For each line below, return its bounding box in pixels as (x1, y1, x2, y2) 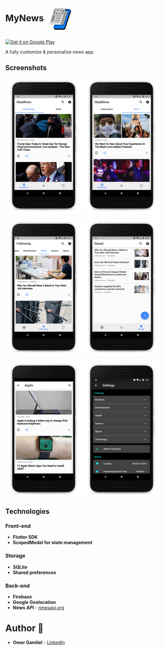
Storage (5, 552, 26, 560)
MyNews (5, 12, 44, 24)
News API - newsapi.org (12, 605, 65, 611)
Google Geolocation (12, 599, 56, 605)
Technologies (5, 507, 50, 516)
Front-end (5, 523, 31, 530)
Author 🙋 (5, 622, 44, 634)
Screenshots (5, 63, 47, 73)
